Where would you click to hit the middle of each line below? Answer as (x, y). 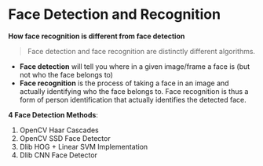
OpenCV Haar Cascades (59, 130)
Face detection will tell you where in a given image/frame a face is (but (135, 66)
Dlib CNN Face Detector (58, 155)
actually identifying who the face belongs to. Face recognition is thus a (134, 91)
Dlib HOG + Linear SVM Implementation (84, 146)
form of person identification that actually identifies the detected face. (133, 99)
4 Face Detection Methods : (53, 114)
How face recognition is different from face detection (97, 36)
